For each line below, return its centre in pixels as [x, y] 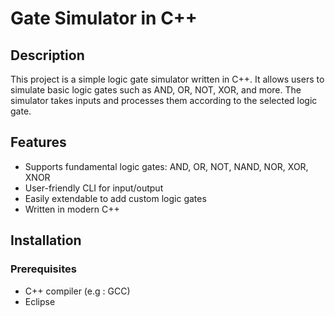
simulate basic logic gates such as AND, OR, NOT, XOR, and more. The [156, 90]
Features [38, 142]
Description [47, 55]
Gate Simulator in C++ [104, 18]
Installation [46, 240]
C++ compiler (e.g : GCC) [77, 291]
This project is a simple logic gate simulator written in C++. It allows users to [167, 79]
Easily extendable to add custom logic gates [115, 198]
